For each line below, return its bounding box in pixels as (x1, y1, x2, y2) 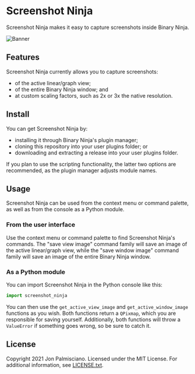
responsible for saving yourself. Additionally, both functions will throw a (6, 315, 181, 323)
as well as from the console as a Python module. (6, 206, 124, 213)
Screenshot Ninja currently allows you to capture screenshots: (6, 68, 158, 75)
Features (6, 52, 40, 63)
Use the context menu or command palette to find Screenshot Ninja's (6, 234, 175, 241)
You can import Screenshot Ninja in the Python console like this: (6, 281, 163, 288)
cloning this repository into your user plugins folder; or (14, 143, 148, 150)
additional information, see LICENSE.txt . (6, 361, 104, 368)
